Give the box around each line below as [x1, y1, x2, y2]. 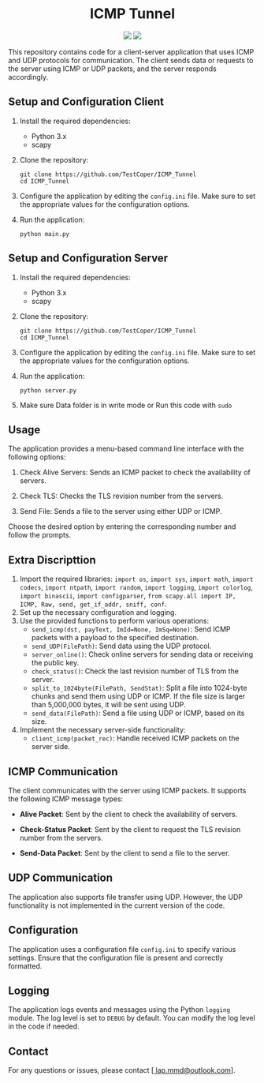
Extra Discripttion [8, 553, 96, 567]
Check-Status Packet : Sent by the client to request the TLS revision [19, 825, 241, 834]
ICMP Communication [8, 765, 118, 778]
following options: [8, 452, 66, 462]
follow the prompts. [8, 530, 72, 540]
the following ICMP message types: [8, 794, 124, 804]
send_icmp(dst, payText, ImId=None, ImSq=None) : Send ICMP [31, 624, 231, 634]
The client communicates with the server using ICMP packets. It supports [8, 786, 247, 795]
